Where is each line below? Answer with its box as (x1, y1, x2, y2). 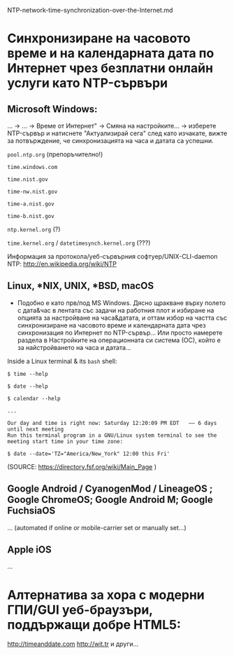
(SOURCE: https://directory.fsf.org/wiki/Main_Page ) (7, 462, 157, 471)
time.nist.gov (7, 176, 49, 183)
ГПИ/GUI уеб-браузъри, (7, 602, 153, 618)
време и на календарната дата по (7, 46, 214, 62)
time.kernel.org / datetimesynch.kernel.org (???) (7, 238, 151, 247)
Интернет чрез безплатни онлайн (7, 60, 214, 76)
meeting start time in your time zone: (7, 438, 124, 445)
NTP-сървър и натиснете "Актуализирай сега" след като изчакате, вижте (7, 129, 228, 137)
